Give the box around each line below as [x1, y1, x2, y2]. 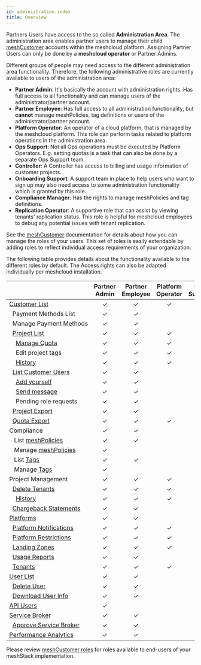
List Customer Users [12, 368, 70, 376]
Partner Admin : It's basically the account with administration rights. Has [14, 86, 193, 93]
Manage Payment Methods [12, 319, 89, 327]
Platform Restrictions [12, 533, 72, 542]
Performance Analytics [9, 630, 74, 639]
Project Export [12, 406, 53, 415]
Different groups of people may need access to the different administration [6, 61, 191, 69]
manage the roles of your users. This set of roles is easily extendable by [6, 237, 184, 244]
